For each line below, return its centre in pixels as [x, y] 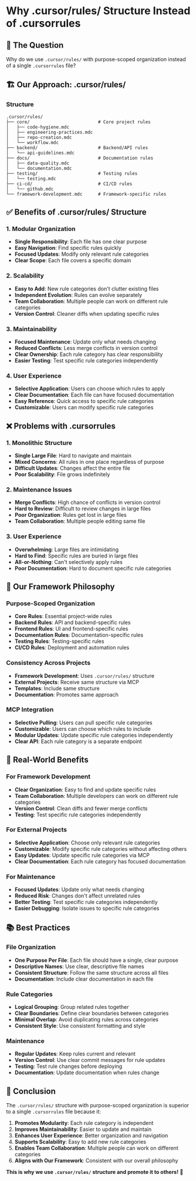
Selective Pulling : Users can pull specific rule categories [83, 723]
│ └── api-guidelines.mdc [40, 153]
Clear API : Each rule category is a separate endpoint [78, 741]
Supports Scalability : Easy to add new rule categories [80, 1142]
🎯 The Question [35, 45]
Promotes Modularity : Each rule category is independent [84, 1123]
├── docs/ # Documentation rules [80, 158]
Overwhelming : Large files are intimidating [67, 549]
